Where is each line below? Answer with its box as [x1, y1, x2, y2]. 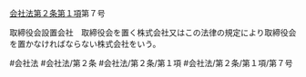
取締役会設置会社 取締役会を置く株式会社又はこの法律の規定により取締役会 [9, 27, 297, 38]
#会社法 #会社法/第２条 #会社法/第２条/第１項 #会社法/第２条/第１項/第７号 [9, 58, 293, 68]
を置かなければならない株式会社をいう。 [9, 39, 161, 49]
